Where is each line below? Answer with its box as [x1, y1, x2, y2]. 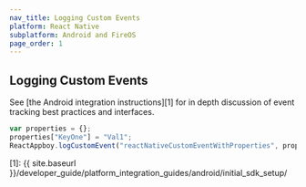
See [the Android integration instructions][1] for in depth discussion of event [9, 97, 295, 108]
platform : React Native [9, 22, 100, 31]
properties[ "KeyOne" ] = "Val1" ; [9, 132, 132, 141]
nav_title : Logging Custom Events [9, 13, 141, 23]
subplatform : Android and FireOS [9, 30, 137, 39]
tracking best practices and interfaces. [9, 107, 155, 118]
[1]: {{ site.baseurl [9, 157, 76, 169]
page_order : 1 [9, 38, 64, 48]
